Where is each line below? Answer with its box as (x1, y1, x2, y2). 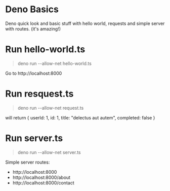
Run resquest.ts (5, 88, 74, 100)
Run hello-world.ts (5, 44, 86, 55)
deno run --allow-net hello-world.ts (17, 60, 92, 67)
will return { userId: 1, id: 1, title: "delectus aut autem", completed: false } (5, 114, 155, 120)
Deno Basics (5, 4, 59, 15)
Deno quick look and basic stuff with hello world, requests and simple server (5, 20, 165, 26)
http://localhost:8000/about (12, 174, 71, 180)
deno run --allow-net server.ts (17, 149, 81, 155)
